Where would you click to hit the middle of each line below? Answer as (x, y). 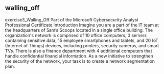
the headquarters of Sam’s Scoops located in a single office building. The (79, 30)
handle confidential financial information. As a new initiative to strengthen (79, 56)
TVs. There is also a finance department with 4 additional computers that (79, 51)
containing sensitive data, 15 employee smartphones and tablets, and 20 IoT (82, 40)
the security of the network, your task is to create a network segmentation (80, 61)
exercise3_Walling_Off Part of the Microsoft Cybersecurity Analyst (72, 19)
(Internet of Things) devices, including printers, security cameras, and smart (82, 45)
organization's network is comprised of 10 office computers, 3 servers (76, 35)
